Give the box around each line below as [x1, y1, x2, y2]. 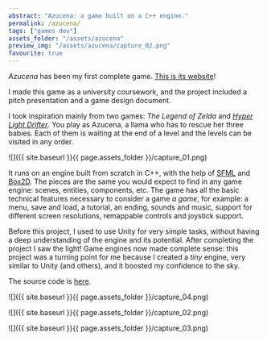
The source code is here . [8, 277, 92, 286]
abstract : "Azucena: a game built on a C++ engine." [8, 11, 189, 20]
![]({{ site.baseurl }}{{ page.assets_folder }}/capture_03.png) [8, 323, 209, 333]
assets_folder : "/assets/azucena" [8, 34, 125, 43]
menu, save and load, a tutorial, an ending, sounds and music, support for [8, 202, 253, 212]
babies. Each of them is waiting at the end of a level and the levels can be [8, 128, 252, 138]
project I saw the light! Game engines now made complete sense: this [8, 243, 239, 253]
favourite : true [8, 49, 63, 57]
